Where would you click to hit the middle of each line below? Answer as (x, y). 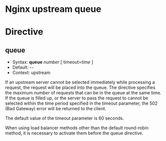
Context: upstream (31, 72)
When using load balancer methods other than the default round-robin (77, 128)
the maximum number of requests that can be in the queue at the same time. (83, 93)
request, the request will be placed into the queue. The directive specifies (80, 87)
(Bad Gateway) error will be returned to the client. (56, 109)
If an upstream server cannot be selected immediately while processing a (80, 82)
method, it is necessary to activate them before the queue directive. (74, 133)
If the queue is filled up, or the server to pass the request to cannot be (77, 98)
